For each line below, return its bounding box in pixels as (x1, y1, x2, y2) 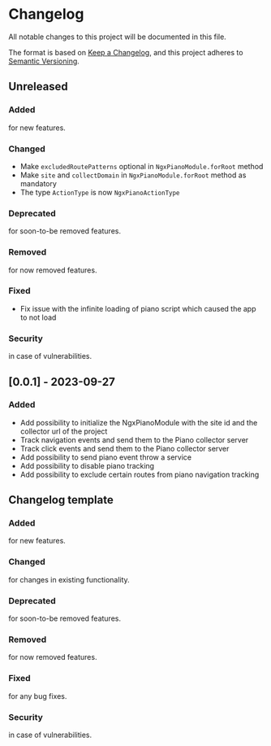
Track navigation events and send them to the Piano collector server (19, 434, 249, 444)
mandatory (19, 178, 57, 188)
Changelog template (8, 493, 114, 507)
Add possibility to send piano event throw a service (19, 452, 192, 462)
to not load (19, 312, 57, 322)
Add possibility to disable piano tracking (19, 460, 155, 470)
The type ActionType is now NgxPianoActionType (19, 187, 180, 197)
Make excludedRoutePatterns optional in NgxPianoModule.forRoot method (19, 161, 264, 171)
